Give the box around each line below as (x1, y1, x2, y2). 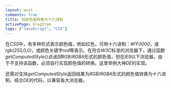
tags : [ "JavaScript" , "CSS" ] (5, 26, 67, 32)
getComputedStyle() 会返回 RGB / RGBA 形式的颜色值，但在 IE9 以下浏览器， (5, 54, 158, 60)
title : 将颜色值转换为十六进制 (5, 17, 63, 22)
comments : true (5, 12, 38, 17)
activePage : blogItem (5, 21, 52, 27)
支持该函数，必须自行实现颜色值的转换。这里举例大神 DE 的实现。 (14, 60, 150, 66)
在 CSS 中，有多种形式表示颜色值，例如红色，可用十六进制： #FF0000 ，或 (5, 41, 159, 47)
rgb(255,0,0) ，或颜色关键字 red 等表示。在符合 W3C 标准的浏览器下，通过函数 (5, 47, 165, 53)
